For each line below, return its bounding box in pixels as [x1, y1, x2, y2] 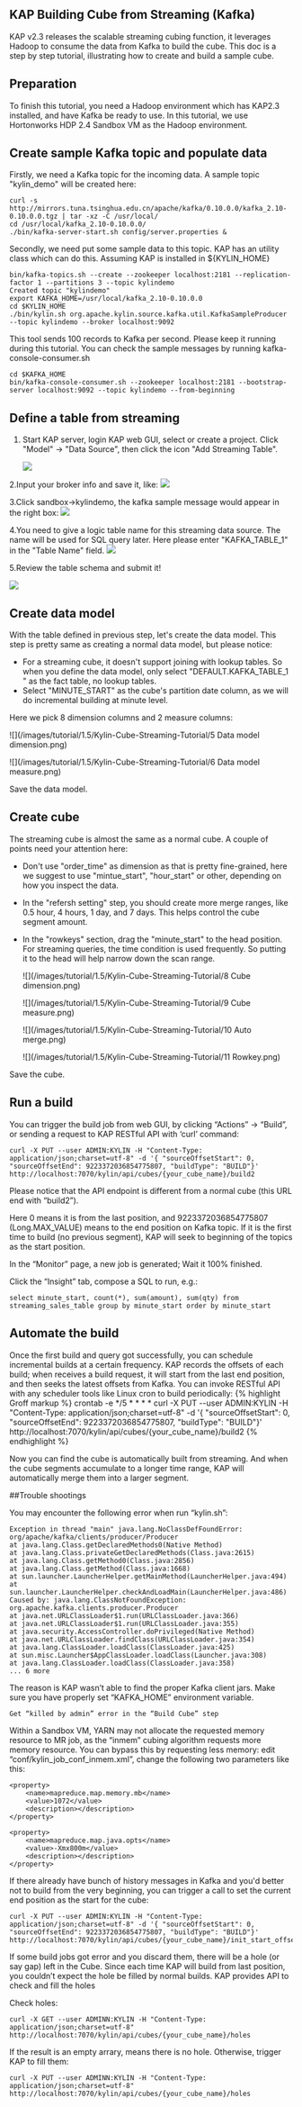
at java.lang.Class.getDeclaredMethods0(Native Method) [9, 1540, 223, 1550]
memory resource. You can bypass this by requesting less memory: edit [9, 1744, 276, 1755]
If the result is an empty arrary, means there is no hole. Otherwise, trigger [9, 2046, 281, 2057]
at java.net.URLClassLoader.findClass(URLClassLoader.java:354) [9, 1634, 255, 1644]
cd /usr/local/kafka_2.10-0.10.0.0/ [9, 220, 147, 229]
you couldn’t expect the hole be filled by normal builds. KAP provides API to [9, 1970, 289, 1981]
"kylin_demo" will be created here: [9, 179, 137, 190]
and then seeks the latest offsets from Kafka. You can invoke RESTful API [9, 1378, 281, 1389]
